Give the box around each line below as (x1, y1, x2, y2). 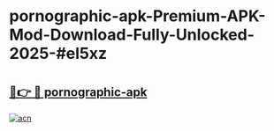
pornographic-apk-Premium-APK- (9, 6, 266, 26)
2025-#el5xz (9, 44, 108, 63)
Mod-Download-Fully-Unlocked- (9, 25, 255, 45)
